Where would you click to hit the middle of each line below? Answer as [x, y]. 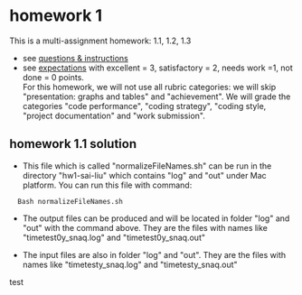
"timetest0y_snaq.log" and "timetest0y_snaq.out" [114, 237]
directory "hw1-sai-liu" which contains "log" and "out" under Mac [144, 175]
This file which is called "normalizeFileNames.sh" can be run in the [147, 166]
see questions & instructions [75, 58]
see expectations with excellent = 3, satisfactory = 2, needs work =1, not [158, 68]
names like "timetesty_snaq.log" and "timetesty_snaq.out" [130, 264]
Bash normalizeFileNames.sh [71, 201]
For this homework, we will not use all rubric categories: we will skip [149, 87]
